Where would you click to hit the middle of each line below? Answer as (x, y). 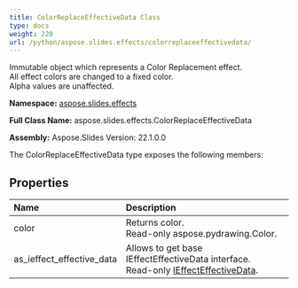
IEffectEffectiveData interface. (188, 260)
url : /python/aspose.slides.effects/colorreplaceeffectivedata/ (130, 42)
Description (151, 207)
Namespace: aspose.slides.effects (73, 104)
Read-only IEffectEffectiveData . (192, 270)
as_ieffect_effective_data (66, 260)
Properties (39, 183)
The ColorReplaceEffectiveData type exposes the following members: (136, 155)
